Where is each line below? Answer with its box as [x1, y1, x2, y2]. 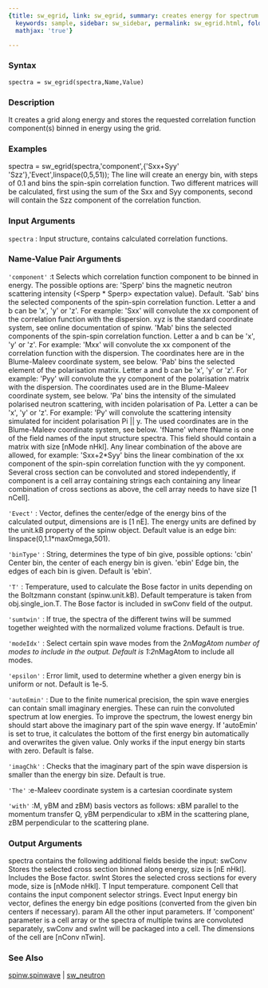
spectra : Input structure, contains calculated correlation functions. [8, 234, 228, 243]
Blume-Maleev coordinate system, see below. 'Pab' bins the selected [8, 357, 235, 366]
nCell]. [8, 493, 30, 502]
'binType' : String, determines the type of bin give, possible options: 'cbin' [8, 549, 254, 558]
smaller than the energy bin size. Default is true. [8, 770, 166, 779]
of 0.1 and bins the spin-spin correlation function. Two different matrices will [8, 178, 258, 188]
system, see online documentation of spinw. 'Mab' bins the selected [8, 322, 232, 332]
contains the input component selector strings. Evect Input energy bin [8, 890, 238, 900]
